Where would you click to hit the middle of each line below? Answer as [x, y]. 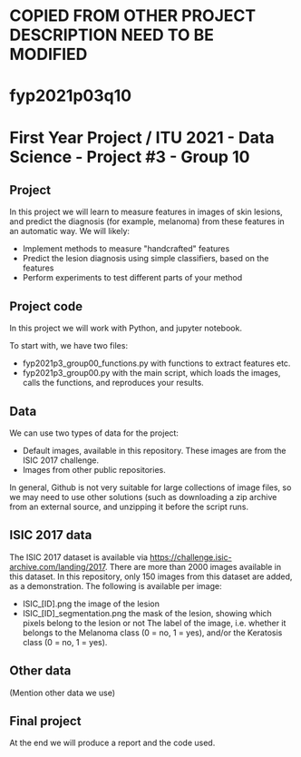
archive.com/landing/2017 [58, 566]
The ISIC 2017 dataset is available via [78, 557]
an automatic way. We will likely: [69, 231]
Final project [45, 721]
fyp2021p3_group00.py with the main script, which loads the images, [151, 373]
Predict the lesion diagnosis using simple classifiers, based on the [146, 259]
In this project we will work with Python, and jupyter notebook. [126, 329]
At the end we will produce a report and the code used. [112, 743]
